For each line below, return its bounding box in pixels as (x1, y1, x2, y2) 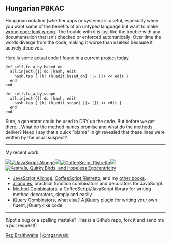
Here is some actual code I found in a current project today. (5, 55, 130, 61)
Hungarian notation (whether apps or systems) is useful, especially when (5, 17, 159, 23)
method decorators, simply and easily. (12, 191, 93, 197)
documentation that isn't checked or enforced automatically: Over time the (5, 34, 162, 40)
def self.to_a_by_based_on (5, 64, 63, 69)
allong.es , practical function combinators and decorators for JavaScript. (12, 180, 164, 186)
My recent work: (5, 149, 40, 155)
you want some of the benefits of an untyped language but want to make (5, 23, 158, 29)
